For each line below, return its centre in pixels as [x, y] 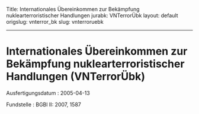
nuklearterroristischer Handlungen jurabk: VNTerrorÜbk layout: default [92, 15]
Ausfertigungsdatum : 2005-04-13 [48, 93]
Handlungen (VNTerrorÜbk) [76, 77]
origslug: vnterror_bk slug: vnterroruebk [55, 22]
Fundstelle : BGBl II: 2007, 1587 [44, 104]
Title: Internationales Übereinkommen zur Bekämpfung [73, 9]
